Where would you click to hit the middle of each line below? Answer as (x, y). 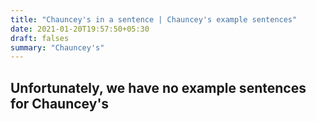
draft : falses (40, 38)
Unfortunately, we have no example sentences (158, 87)
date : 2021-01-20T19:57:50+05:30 (80, 29)
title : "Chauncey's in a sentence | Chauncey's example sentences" (154, 19)
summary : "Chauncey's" (57, 47)
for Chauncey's (60, 103)
